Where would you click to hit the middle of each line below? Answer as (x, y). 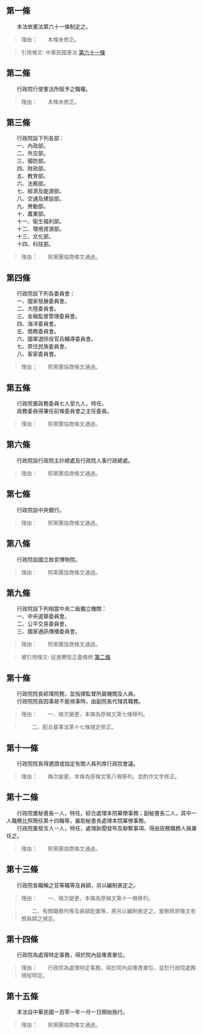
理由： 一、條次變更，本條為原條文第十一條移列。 (87, 898)
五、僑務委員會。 (38, 331)
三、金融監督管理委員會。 (48, 316)
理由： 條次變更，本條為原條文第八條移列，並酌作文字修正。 (100, 776)
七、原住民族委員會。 (43, 346)
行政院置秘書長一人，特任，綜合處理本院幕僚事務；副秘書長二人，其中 (104, 813)
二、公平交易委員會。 (43, 624)
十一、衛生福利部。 (40, 221)
